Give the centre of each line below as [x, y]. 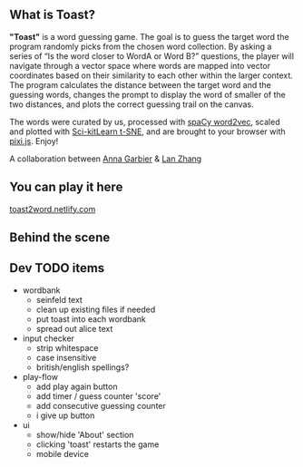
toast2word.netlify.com [53, 209]
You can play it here [66, 187]
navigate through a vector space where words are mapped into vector [140, 65]
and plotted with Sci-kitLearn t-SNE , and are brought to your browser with [147, 131]
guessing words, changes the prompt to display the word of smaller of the [147, 94]
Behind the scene [60, 238]
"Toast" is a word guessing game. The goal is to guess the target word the [149, 36]
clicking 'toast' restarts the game [98, 444]
